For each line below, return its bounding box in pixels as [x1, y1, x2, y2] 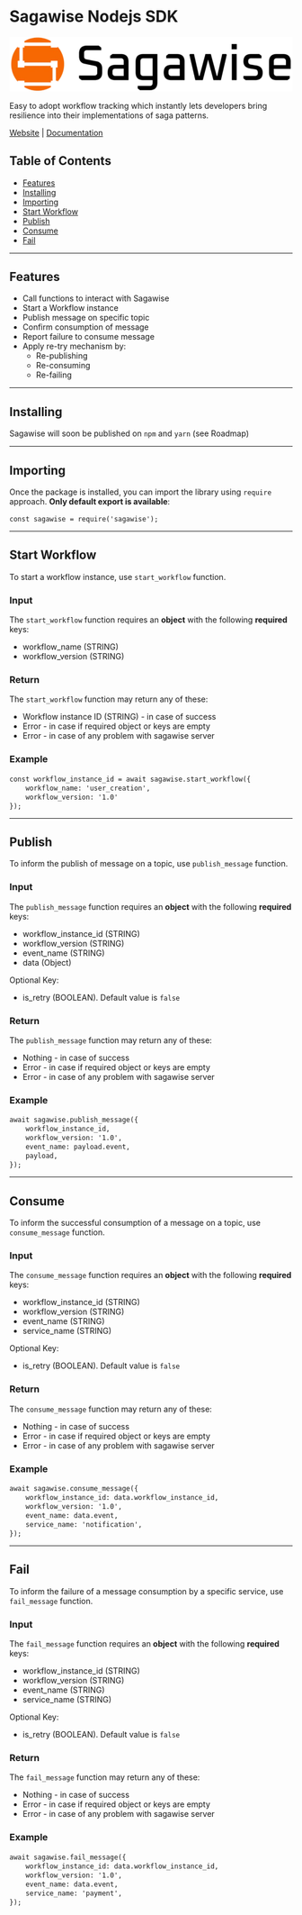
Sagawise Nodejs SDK [9, 6, 179, 27]
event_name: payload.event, [25, 1142, 130, 1152]
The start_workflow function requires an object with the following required [9, 614, 288, 625]
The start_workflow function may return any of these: [9, 694, 209, 704]
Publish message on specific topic [22, 313, 150, 323]
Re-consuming [35, 360, 91, 371]
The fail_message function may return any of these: [9, 1772, 200, 1783]
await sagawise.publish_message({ [9, 1115, 139, 1125]
